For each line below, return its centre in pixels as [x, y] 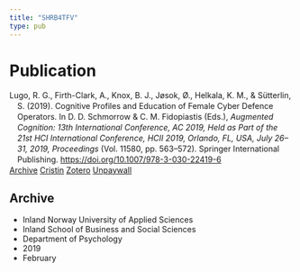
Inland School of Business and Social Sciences [109, 230]
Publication [53, 71]
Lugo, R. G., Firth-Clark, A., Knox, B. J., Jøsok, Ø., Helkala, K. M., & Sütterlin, [150, 95]
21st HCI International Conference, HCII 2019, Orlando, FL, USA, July [145, 138]
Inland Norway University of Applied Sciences [108, 220]
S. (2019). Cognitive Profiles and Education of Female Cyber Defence [145, 106]
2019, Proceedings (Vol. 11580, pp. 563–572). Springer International [155, 149]
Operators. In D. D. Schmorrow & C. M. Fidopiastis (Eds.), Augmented [145, 117]
